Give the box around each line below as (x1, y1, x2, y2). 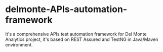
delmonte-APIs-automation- (5, 4, 128, 15)
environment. (5, 41, 33, 47)
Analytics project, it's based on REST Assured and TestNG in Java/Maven (5, 36, 158, 42)
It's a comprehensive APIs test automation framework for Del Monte (5, 31, 147, 37)
